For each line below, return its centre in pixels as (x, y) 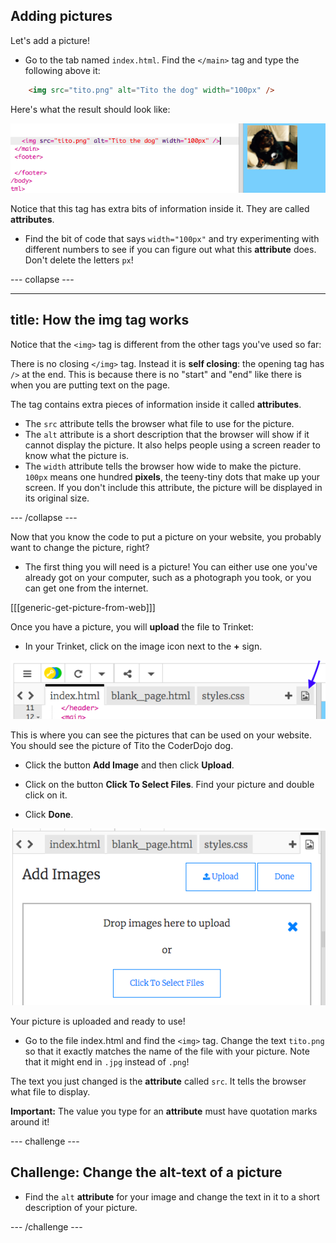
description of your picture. (81, 1207)
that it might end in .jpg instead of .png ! (107, 1062)
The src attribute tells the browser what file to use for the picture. (159, 423)
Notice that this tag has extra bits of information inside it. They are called (160, 209)
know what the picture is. (77, 455)
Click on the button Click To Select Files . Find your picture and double (169, 784)
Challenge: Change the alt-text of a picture (146, 1172)
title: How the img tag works (100, 320)
